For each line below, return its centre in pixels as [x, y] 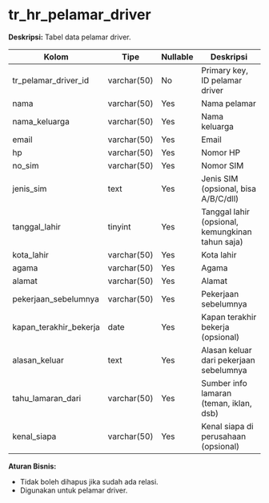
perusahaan [224, 436]
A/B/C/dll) [220, 198]
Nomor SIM [223, 165]
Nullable [177, 56]
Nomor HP [221, 152]
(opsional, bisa [229, 189]
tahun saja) [222, 241]
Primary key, [225, 70]
